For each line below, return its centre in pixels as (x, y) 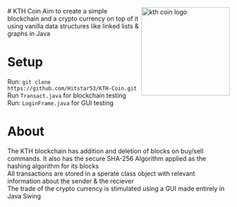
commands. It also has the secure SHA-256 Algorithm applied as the (107, 158)
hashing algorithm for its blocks (53, 166)
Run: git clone (29, 81)
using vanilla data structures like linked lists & (73, 26)
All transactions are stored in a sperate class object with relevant (101, 173)
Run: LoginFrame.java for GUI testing (61, 102)
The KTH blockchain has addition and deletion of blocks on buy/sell (105, 150)
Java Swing (24, 196)
